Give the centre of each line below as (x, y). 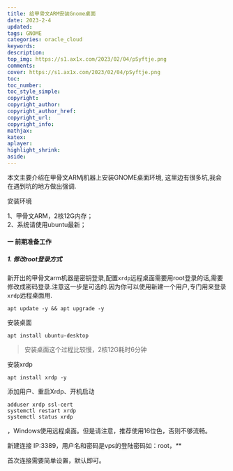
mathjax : (20, 131)
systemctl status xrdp (40, 417)
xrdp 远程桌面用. (30, 296)
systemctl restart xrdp (42, 411)
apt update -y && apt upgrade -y (56, 309)
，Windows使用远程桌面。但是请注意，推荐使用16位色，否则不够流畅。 (109, 431)
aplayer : (20, 144)
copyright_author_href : (42, 111)
